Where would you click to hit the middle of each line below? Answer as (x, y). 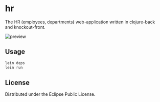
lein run (14, 68)
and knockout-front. (25, 27)
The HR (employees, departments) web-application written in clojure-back (80, 22)
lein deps (15, 63)
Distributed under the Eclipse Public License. (50, 94)
